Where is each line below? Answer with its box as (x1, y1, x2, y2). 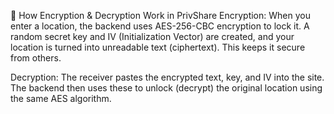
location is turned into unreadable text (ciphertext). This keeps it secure (10, 41, 306, 53)
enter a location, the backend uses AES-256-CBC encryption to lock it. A (10, 20, 310, 32)
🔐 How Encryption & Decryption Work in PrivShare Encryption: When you (10, 10, 311, 21)
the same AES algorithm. (10, 93, 112, 104)
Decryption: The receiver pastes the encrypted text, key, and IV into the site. (10, 71, 325, 83)
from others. (10, 52, 62, 64)
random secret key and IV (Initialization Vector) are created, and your (10, 31, 295, 42)
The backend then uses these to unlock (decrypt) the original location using (10, 82, 323, 94)
